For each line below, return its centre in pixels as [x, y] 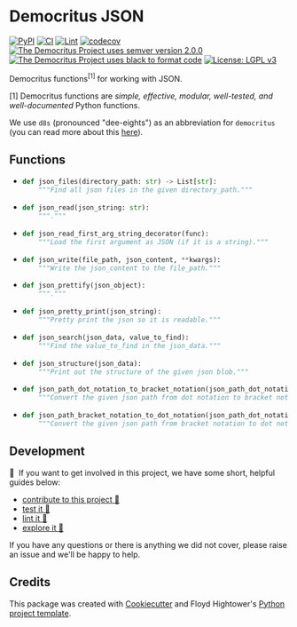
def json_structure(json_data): [82, 363]
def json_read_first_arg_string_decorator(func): [116, 234]
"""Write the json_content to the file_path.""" [130, 268]
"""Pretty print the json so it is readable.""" [130, 320]
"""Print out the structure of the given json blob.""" [144, 372]
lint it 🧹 [35, 518]
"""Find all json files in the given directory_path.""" [146, 190]
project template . [40, 613]
